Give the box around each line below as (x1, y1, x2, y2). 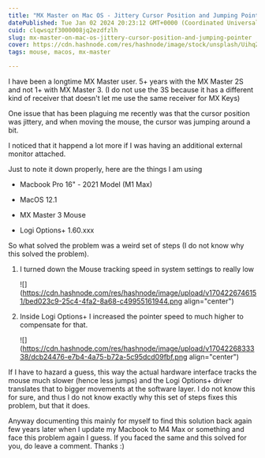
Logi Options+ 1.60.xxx (19, 225, 95, 235)
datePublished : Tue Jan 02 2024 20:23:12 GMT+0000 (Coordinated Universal (8, 19, 259, 27)
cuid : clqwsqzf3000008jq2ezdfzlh (8, 26, 118, 34)
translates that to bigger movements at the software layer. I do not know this (8, 384, 256, 393)
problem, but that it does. (8, 401, 91, 410)
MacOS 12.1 (19, 195, 58, 204)
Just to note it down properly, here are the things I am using (8, 165, 203, 173)
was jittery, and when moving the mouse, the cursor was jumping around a (8, 117, 251, 126)
